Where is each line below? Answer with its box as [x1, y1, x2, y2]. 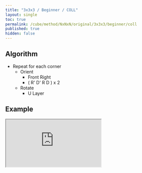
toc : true [5, 17, 26, 22]
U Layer [27, 90, 45, 96]
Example [5, 105, 33, 114]
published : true [5, 26, 40, 31]
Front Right [27, 74, 51, 80]
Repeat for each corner [12, 63, 62, 69]
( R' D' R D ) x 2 [27, 79, 60, 85]
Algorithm [5, 50, 38, 58]
